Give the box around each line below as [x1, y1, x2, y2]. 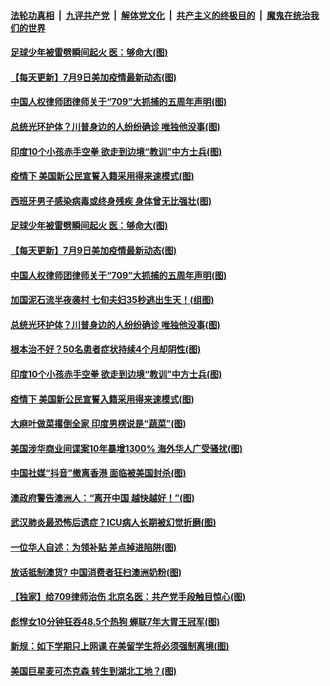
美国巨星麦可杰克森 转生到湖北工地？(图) [10, 665, 177, 677]
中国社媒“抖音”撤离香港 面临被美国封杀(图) [10, 467, 187, 479]
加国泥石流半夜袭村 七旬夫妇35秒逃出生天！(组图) [10, 294, 215, 306]
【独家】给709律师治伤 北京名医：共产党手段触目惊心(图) [10, 591, 247, 603]
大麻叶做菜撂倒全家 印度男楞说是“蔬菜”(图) [10, 418, 187, 430]
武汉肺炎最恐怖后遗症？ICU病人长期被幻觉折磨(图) [10, 516, 217, 529]
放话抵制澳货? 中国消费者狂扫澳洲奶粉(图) [10, 566, 182, 578]
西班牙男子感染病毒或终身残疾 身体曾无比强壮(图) [10, 195, 212, 207]
